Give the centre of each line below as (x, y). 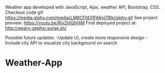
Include (13, 43)
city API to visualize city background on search (69, 43)
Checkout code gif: (25, 12)
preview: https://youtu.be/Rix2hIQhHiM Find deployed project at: (71, 23)
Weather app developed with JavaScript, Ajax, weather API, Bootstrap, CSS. (83, 7)
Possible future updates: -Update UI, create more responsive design (75, 37)
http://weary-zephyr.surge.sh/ (36, 28)
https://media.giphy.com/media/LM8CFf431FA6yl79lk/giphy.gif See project (81, 18)
